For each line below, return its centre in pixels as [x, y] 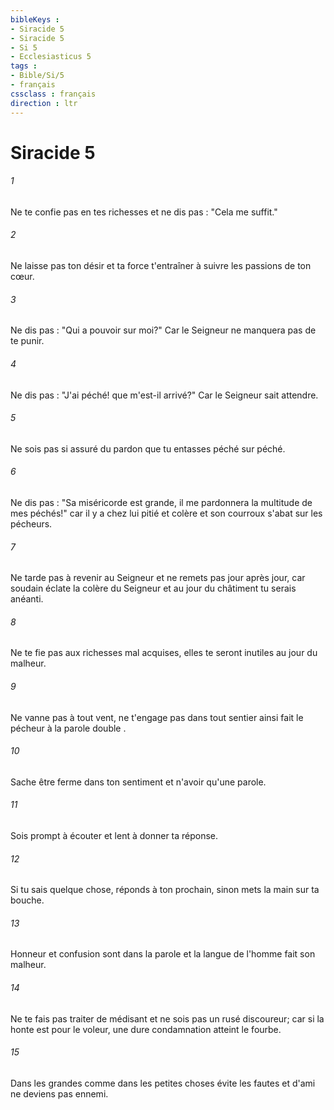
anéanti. [27, 599]
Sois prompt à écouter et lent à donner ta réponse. [114, 835]
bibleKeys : [35, 19]
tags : [24, 66]
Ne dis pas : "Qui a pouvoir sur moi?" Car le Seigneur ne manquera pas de [163, 330]
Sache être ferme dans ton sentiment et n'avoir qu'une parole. [138, 782]
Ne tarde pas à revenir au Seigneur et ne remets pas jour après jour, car [158, 578]
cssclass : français [53, 94]
